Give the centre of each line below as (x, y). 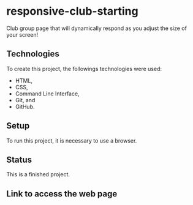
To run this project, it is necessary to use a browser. (72, 140)
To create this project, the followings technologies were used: (84, 69)
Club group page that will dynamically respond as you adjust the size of (96, 28)
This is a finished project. (38, 174)
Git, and (25, 100)
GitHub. (25, 106)
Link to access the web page (62, 194)
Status (19, 159)
